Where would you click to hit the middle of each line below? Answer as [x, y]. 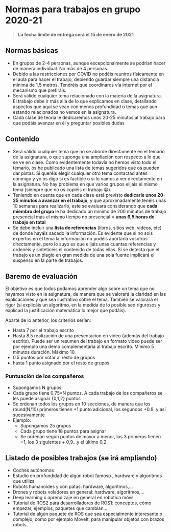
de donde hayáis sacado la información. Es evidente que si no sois [83, 233]
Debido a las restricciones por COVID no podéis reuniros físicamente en [88, 74]
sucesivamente [29, 415]
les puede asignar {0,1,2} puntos [46, 398]
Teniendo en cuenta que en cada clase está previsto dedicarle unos [84, 195]
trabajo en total [29, 222]
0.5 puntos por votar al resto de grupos [54, 358]
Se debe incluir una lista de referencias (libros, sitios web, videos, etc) [87, 228]
